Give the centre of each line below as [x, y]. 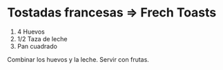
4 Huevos [31, 32]
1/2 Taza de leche [42, 38]
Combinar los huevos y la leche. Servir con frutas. [78, 59]
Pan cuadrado [37, 46]
